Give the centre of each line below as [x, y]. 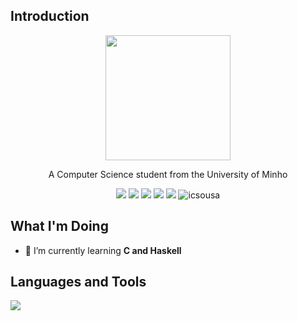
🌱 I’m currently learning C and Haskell [103, 250]
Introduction [50, 16]
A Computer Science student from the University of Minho [168, 174]
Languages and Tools [78, 282]
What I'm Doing [59, 226]
